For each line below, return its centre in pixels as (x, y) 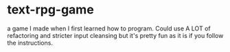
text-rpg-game (50, 10)
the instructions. (30, 43)
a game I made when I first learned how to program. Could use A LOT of (109, 28)
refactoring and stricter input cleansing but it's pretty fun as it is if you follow (115, 35)
